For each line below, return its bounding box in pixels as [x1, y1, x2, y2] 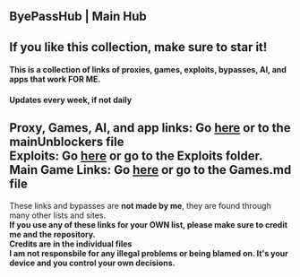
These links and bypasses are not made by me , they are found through [9, 200, 271, 211]
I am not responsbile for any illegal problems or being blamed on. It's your [9, 247, 289, 258]
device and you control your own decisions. [9, 257, 176, 268]
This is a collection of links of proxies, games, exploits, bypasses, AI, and [9, 65, 287, 75]
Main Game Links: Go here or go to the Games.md [9, 162, 292, 177]
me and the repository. [9, 229, 96, 239]
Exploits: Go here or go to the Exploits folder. [9, 149, 263, 164]
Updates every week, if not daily [9, 94, 133, 105]
